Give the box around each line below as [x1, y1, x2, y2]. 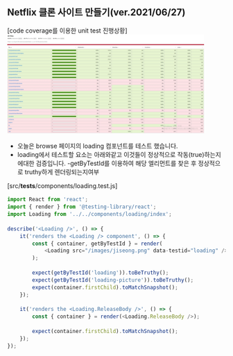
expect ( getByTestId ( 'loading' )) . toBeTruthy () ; [32, 269, 169, 276]
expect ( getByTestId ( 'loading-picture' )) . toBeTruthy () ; [32, 276, 194, 283]
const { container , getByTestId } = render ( [32, 240, 163, 247]
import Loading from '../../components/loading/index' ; [7, 211, 172, 218]
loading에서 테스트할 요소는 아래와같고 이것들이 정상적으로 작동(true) [17, 151, 205, 159]
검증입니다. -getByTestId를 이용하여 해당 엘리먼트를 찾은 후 [35, 159, 197, 168]
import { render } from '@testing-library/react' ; [7, 203, 157, 210]
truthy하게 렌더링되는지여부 [24, 168, 100, 176]
